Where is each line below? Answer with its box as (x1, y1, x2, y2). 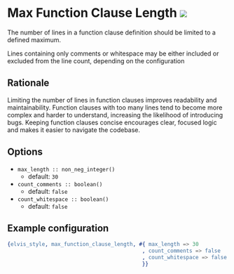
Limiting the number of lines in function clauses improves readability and (7, 96, 217, 104)
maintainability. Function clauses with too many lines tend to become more (7, 103, 223, 112)
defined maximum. (7, 35, 62, 44)
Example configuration (7, 222, 109, 234)
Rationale (7, 77, 50, 89)
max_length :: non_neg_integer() (17, 166, 116, 173)
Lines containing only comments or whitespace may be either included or (7, 49, 219, 58)
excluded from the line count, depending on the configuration (7, 56, 185, 65)
